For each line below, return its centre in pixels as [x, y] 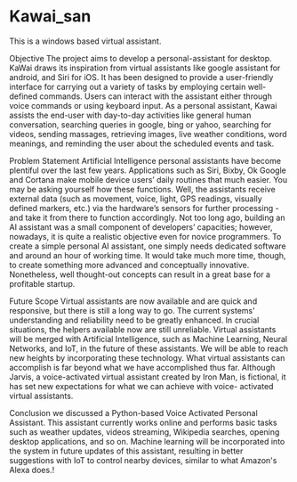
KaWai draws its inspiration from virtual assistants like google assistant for [145, 68]
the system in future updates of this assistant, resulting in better [126, 451]
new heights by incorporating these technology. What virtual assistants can [147, 357]
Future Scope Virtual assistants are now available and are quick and [133, 301]
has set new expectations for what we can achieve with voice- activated [141, 386]
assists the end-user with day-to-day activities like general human [130, 115]
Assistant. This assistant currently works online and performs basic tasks [143, 422]
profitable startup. [42, 283]
